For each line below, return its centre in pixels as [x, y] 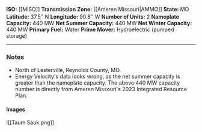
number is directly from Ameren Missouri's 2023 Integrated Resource [101, 89]
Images [16, 109]
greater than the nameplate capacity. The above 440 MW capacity [97, 82]
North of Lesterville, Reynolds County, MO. [68, 70]
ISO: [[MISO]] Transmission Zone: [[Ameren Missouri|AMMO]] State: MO [98, 9]
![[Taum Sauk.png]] [30, 122]
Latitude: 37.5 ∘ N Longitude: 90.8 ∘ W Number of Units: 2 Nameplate [93, 16]
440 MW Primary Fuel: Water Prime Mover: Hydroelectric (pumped [90, 29]
